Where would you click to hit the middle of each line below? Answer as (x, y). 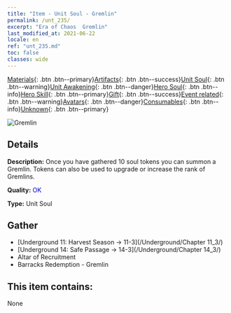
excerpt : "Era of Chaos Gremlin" (58, 27)
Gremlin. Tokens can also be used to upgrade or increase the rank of (106, 169)
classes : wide (28, 60)
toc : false (23, 53)
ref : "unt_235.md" (34, 46)
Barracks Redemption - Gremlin (63, 265)
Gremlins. (21, 176)
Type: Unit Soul (30, 203)
